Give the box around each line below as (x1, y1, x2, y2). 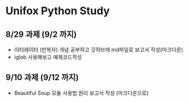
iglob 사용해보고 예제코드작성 (14, 53, 82, 60)
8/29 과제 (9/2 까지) (5, 29, 77, 39)
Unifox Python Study (5, 4, 110, 18)
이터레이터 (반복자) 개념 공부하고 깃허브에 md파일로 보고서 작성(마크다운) (14, 46, 184, 53)
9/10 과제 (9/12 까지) (5, 72, 79, 82)
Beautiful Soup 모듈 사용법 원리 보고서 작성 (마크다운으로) (14, 89, 149, 96)
